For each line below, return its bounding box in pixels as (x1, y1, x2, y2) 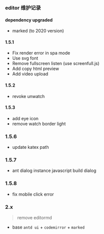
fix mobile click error (12, 191, 54, 197)
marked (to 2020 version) (12, 28, 64, 34)
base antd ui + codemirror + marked (12, 224, 85, 230)
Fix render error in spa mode (12, 50, 70, 56)
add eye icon (12, 115, 39, 121)
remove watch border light (12, 121, 66, 127)
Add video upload (12, 71, 49, 77)
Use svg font (12, 55, 38, 61)
